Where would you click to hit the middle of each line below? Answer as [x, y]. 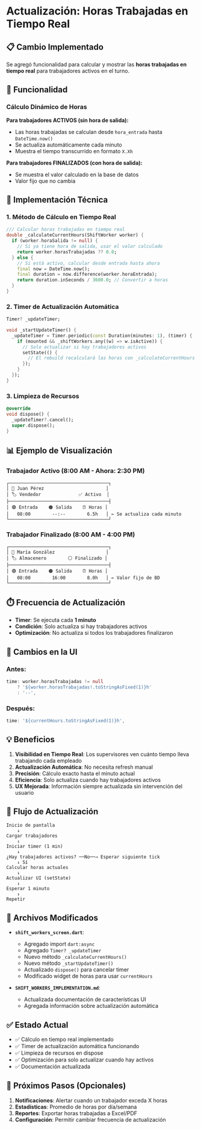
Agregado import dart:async [59, 944]
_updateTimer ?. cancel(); [43, 420]
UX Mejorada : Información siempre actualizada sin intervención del [98, 786]
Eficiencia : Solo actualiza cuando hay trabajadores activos [88, 780]
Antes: [16, 669]
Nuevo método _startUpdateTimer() [69, 963]
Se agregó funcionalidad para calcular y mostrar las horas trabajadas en [97, 64]
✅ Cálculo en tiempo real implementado [64, 1039]
